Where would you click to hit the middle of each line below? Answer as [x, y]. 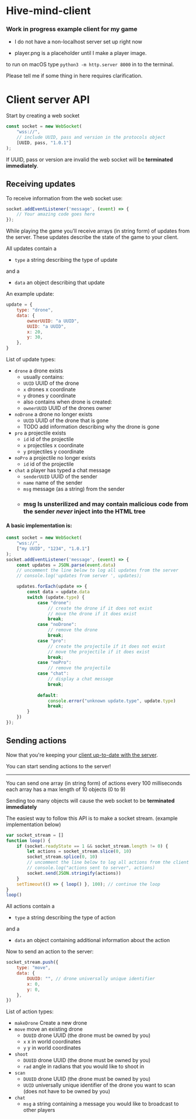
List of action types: [30, 1012]
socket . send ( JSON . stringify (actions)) [74, 873]
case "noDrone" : [57, 625]
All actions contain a [30, 906]
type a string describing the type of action [65, 918]
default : [48, 695]
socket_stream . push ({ [32, 962]
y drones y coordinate [49, 396]
